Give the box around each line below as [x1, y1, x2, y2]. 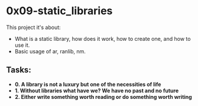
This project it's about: [6, 24, 61, 31]
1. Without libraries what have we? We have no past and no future [14, 87, 179, 94]
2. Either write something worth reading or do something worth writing [14, 93, 192, 100]
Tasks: [6, 65, 31, 75]
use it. [14, 41, 30, 49]
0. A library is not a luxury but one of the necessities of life [14, 81, 161, 88]
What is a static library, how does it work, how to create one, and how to [14, 35, 191, 42]
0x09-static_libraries [6, 4, 113, 18]
